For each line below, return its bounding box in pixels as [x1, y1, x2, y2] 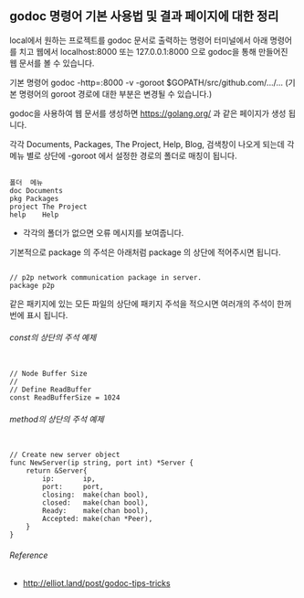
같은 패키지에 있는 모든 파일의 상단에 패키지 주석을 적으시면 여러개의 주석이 [9, 298, 276, 309]
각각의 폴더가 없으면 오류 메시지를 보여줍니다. [22, 227, 184, 238]
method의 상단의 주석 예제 [9, 413, 105, 424]
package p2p [9, 281, 55, 290]
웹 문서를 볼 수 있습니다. [9, 58, 95, 69]
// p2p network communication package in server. [9, 272, 203, 282]
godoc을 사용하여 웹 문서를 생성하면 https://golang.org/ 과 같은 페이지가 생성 [9, 108, 287, 119]
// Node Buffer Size [9, 369, 89, 379]
